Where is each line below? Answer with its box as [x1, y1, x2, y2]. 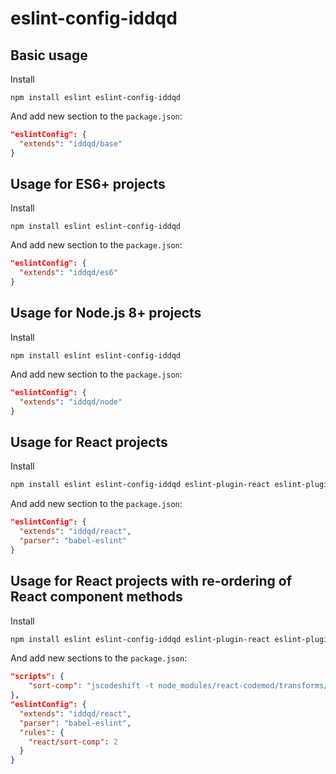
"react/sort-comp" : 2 [28, 737, 118, 747]
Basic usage [10, 47, 88, 64]
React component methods [10, 588, 183, 606]
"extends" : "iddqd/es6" [19, 268, 118, 278]
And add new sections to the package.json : [10, 652, 188, 664]
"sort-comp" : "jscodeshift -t [28, 681, 155, 691]
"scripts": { [10, 672, 65, 682]
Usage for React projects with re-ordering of [10, 573, 293, 590]
